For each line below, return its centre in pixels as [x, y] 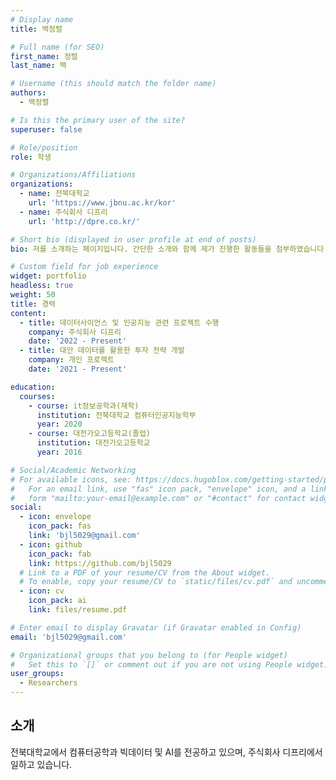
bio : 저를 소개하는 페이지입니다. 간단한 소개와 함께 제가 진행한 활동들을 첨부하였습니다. [169, 249]
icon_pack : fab [60, 554]
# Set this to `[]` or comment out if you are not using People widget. [169, 664]
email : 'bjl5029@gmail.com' [69, 637]
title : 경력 [33, 304]
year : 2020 [59, 424]
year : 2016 [59, 452]
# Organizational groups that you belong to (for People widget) [149, 655]
